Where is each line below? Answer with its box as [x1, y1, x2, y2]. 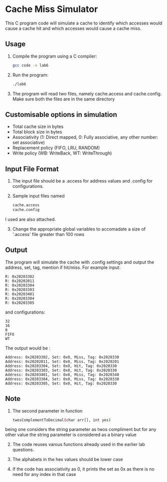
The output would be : [5, 345, 51, 351]
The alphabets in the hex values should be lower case [12, 456, 123, 462]
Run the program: [12, 71, 49, 78]
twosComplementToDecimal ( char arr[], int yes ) [12, 417, 111, 422]
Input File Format [5, 164, 59, 173]
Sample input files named [12, 193, 65, 199]
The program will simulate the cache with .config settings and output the [5, 259, 155, 265]
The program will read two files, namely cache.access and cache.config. [12, 90, 162, 96]
